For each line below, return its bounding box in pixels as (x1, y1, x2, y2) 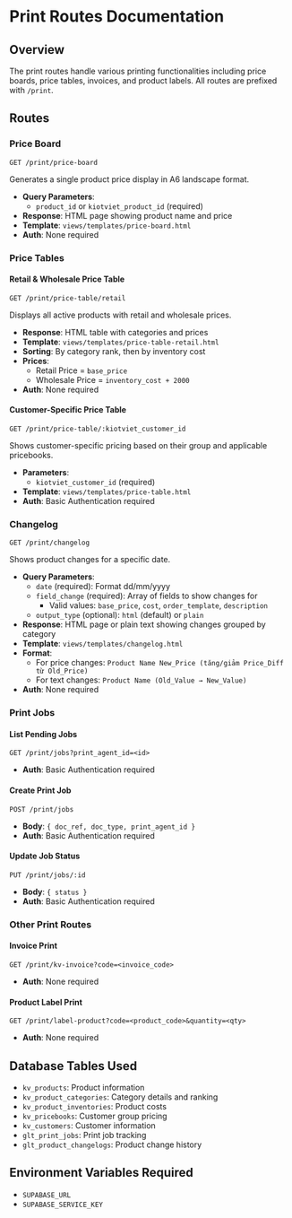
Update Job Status (9, 850, 81, 862)
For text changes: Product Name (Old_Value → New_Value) (35, 674, 247, 685)
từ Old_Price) (35, 666, 89, 676)
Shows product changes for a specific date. (9, 554, 171, 565)
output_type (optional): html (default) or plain (35, 610, 204, 621)
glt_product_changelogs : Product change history (21, 1139, 202, 1150)
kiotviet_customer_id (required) (35, 477, 156, 488)
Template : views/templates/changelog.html (21, 639, 184, 649)
